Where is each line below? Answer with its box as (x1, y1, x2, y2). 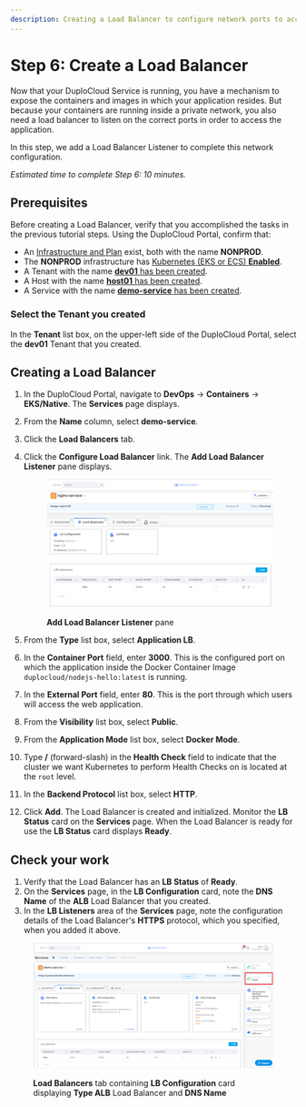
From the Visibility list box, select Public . (23, 716, 179, 727)
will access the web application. (23, 699, 143, 710)
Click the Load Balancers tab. (23, 433, 135, 445)
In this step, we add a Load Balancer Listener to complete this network (10, 141, 274, 152)
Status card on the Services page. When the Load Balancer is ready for (23, 816, 293, 828)
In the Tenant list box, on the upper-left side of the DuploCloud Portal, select (10, 329, 297, 340)
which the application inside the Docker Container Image (23, 662, 236, 673)
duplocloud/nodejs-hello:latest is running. (23, 672, 188, 683)
